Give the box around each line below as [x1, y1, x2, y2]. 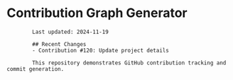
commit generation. [6, 65, 65, 72]
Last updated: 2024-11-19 [32, 28, 109, 35]
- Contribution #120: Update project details [32, 47, 170, 54]
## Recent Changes [32, 40, 87, 47]
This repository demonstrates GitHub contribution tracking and [32, 59, 227, 67]
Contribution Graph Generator [6, 5, 188, 21]
